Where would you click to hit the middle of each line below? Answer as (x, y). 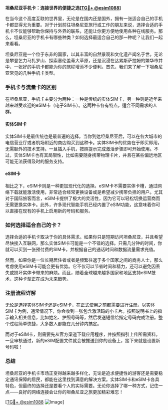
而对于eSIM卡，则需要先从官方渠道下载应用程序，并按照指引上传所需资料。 (83, 334)
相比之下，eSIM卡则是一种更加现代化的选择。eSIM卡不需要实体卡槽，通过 (81, 185)
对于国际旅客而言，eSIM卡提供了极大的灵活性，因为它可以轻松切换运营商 (80, 198)
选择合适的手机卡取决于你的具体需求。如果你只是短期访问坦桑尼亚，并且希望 (84, 237)
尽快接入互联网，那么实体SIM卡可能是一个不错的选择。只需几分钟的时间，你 (84, 243)
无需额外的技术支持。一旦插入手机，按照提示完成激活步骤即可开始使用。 (79, 149)
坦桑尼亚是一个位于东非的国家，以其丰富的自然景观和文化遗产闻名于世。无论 (84, 54)
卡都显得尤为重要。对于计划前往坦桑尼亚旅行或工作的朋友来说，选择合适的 (82, 25)
